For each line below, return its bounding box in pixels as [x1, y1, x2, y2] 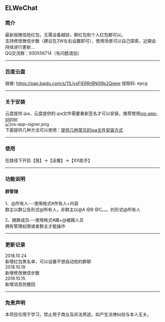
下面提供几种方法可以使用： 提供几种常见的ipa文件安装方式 [5, 127, 123, 133]
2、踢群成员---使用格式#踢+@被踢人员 [5, 217, 84, 223]
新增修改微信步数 [5, 270, 40, 276]
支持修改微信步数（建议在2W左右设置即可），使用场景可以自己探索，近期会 [5, 38, 156, 44]
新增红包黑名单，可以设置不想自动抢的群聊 [5, 259, 91, 264]
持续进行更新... [5, 44, 35, 50]
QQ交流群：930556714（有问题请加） [5, 50, 82, 56]
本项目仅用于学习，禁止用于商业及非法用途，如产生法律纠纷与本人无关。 [5, 312, 151, 318]
